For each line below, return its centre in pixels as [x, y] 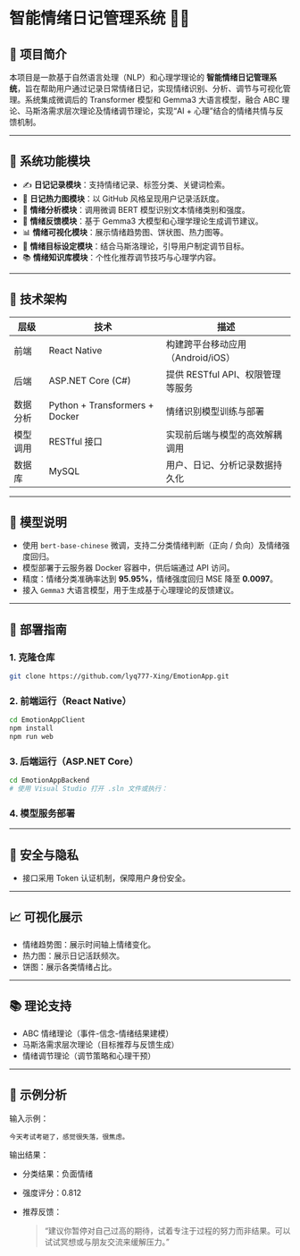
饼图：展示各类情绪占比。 [69, 966]
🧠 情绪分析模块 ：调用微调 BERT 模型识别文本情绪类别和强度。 [136, 209]
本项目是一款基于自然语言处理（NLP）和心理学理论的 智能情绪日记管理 [139, 77]
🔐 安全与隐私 [44, 855]
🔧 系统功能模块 [50, 161]
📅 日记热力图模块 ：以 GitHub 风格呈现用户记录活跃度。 [123, 199]
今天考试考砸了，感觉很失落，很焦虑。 [69, 1137]
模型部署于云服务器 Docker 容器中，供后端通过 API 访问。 [128, 568]
